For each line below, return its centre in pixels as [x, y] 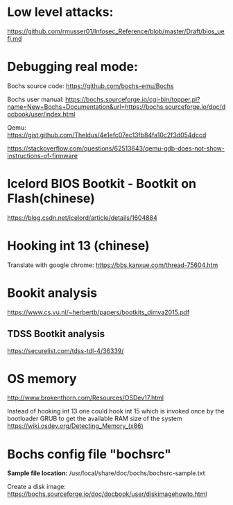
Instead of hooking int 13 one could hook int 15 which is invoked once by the [116, 411]
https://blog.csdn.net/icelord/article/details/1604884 [82, 217]
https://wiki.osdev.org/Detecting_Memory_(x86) [75, 426]
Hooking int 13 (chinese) [79, 246]
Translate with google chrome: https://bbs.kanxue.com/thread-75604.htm [113, 265]
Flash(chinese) [51, 199]
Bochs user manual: [36, 99]
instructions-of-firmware [43, 155]
